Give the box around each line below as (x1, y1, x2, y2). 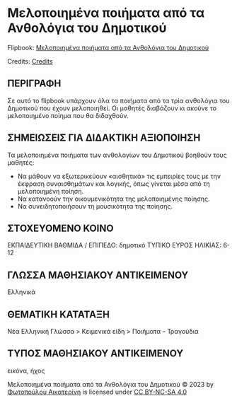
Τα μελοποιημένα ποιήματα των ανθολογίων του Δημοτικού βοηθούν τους (7, 151, 228, 159)
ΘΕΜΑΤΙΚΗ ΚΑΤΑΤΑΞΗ (7, 308, 110, 320)
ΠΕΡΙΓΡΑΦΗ (7, 78, 62, 90)
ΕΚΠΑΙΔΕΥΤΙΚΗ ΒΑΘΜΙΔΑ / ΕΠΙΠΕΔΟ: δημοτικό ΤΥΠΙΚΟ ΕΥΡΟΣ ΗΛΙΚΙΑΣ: (7, 241, 221, 250)
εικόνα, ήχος (7, 366, 45, 375)
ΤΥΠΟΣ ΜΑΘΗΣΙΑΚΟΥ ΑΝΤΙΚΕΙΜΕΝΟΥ (7, 348, 184, 360)
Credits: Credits (7, 57, 53, 65)
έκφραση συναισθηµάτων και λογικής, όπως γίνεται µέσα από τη (17, 179, 210, 188)
